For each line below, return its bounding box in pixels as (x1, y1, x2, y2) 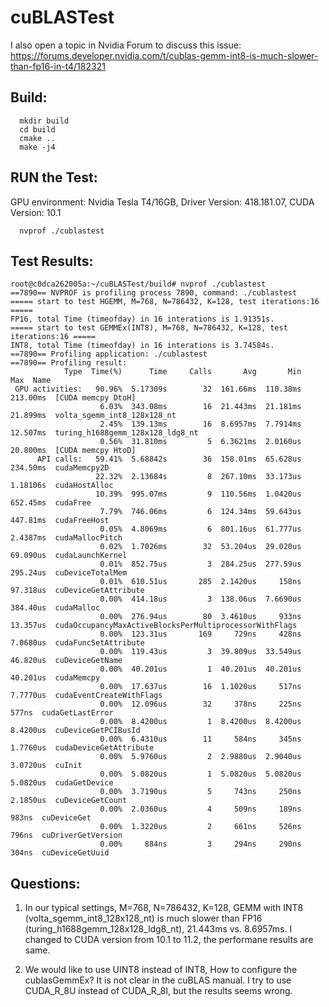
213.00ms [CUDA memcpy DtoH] (10, 393, 137, 403)
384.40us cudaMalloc (10, 603, 101, 613)
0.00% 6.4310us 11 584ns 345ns (99, 734, 302, 745)
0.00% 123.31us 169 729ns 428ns (99, 629, 302, 640)
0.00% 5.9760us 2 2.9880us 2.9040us (99, 752, 302, 762)
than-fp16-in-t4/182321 (10, 60, 106, 72)
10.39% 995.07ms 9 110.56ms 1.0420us (95, 489, 302, 500)
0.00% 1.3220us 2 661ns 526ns (99, 822, 302, 832)
